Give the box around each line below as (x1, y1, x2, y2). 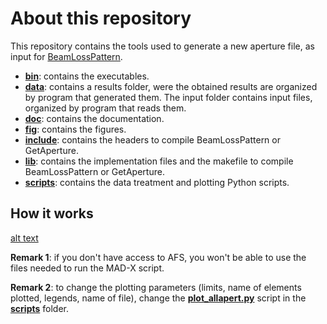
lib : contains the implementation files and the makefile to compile (24, 155, 294, 167)
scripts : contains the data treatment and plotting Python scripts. (24, 176, 290, 188)
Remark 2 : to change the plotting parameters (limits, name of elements (10, 281, 302, 293)
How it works (10, 205, 94, 222)
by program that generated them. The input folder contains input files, (24, 91, 313, 103)
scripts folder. (10, 302, 69, 314)
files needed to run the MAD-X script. (10, 262, 165, 274)
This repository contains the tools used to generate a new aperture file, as (10, 40, 315, 52)
